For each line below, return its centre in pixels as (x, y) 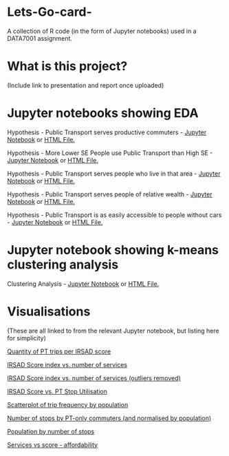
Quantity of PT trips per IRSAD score (59, 351)
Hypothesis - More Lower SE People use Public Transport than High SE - (110, 153)
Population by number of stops (51, 431)
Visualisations (49, 311)
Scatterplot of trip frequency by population (68, 404)
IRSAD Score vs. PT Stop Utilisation (57, 391)
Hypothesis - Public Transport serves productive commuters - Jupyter (107, 132)
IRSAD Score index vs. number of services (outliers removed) (94, 378)
